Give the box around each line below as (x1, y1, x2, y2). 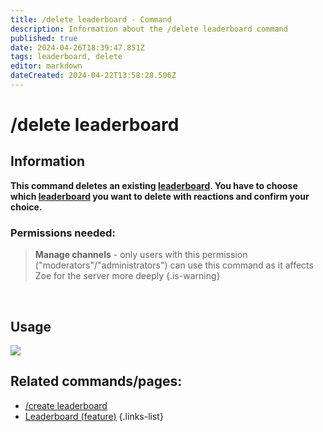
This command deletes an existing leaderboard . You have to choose (10, 179, 298, 191)
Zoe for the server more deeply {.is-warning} (34, 270, 221, 282)
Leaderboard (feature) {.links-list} (24, 410, 164, 422)
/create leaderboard (24, 399, 108, 411)
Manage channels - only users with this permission (34, 249, 248, 261)
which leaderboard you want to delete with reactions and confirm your (10, 190, 310, 202)
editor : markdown (10, 61, 83, 71)
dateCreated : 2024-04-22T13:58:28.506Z (10, 71, 177, 81)
